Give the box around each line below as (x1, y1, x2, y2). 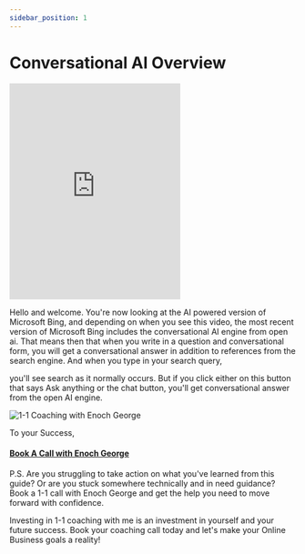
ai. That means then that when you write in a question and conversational (9, 336, 285, 347)
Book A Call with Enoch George (9, 448, 129, 459)
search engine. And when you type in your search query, (9, 355, 223, 366)
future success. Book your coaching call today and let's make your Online (9, 524, 287, 535)
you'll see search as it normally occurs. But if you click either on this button (9, 372, 291, 383)
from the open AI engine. (9, 392, 103, 403)
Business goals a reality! (9, 534, 101, 545)
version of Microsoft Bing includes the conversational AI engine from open (9, 326, 289, 337)
